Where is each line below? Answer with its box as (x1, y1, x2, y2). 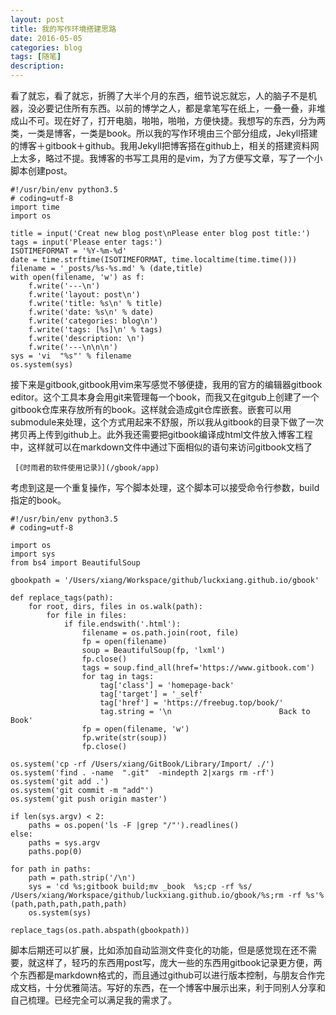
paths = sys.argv (28, 838, 101, 848)
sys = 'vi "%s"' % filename (10, 351, 132, 361)
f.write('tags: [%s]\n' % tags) (28, 325, 163, 335)
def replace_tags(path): (10, 593, 114, 603)
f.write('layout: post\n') (28, 290, 141, 300)
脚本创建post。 (10, 165, 73, 176)
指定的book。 (10, 494, 67, 506)
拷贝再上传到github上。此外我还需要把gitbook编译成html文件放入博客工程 (10, 429, 313, 440)
